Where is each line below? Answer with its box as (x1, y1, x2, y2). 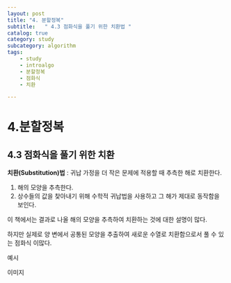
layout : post (7, 10, 45, 17)
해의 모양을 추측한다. (17, 183, 74, 191)
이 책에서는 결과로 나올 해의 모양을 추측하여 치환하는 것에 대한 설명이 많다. (7, 216, 207, 224)
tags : (7, 49, 23, 56)
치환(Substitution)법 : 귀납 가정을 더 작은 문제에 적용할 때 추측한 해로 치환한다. (7, 169, 223, 177)
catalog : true (7, 29, 49, 37)
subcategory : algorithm (7, 42, 77, 49)
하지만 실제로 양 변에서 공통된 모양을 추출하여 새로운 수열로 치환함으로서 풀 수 (7, 230, 217, 239)
